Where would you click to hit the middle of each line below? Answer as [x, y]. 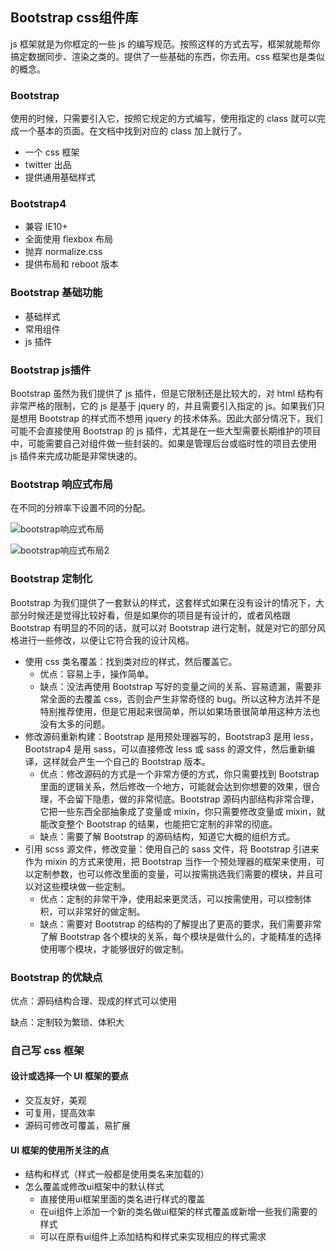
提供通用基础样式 [60, 177]
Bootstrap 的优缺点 [56, 977]
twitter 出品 [48, 165]
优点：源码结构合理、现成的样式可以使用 [93, 1000]
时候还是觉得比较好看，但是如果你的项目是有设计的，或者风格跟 [159, 615]
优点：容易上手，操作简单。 [97, 674]
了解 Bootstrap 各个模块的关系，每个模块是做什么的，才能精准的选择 [180, 936]
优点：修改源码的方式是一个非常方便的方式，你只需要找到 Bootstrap [179, 774]
